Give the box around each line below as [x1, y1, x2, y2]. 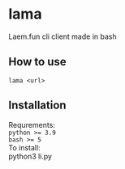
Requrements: [8, 120, 55, 129]
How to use [8, 55, 67, 69]
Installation [8, 99, 67, 112]
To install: [8, 142, 41, 152]
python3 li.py [8, 151, 53, 161]
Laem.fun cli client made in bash [8, 32, 117, 41]
